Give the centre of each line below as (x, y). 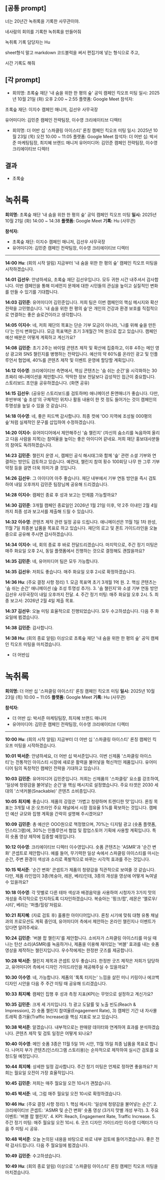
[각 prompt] (23, 80)
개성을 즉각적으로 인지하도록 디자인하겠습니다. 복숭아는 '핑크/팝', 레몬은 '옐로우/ (81, 899)
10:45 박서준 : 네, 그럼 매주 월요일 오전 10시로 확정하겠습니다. (63, 1094)
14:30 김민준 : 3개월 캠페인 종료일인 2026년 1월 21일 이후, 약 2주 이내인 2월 (77, 505)
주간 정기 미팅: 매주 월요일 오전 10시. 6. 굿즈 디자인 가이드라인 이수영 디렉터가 (79, 1122)
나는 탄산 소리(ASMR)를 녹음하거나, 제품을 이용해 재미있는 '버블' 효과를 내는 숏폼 (82, 944)
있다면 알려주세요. (22, 928)
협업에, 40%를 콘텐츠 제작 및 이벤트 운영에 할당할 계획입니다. (76, 360)
